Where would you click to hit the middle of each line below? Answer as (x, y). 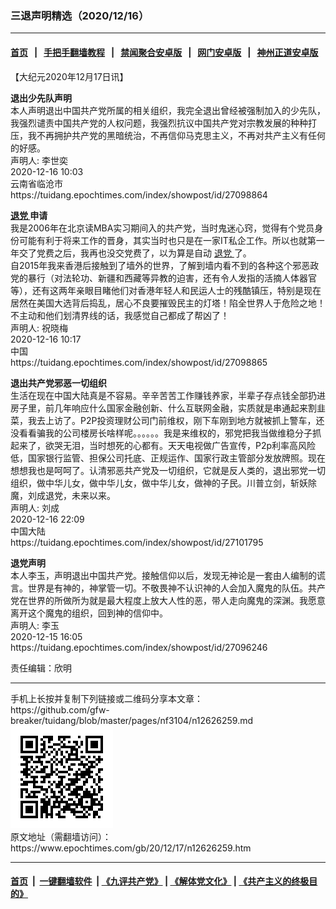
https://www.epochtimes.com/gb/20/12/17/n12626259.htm (131, 848)
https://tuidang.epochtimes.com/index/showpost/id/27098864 (139, 194)
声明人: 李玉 (35, 625)
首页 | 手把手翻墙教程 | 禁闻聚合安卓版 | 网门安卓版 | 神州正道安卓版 (164, 52)
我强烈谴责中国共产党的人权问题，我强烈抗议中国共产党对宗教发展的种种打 (163, 123)
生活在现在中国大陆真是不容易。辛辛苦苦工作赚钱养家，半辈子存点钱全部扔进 (168, 395)
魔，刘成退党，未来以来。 (63, 495)
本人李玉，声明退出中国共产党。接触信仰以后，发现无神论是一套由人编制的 (163, 575)
